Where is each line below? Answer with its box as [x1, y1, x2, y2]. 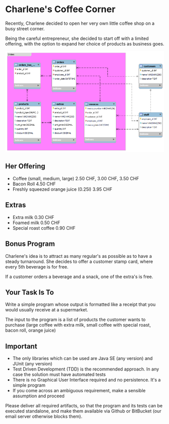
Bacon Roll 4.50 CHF [12, 181, 56, 187]
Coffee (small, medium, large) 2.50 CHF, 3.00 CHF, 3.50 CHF [12, 175, 140, 181]
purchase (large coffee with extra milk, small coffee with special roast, [5, 322, 151, 328]
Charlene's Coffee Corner [5, 4, 116, 15]
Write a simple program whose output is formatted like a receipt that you [5, 301, 156, 307]
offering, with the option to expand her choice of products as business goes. [5, 40, 164, 46]
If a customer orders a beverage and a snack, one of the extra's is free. [5, 274, 153, 280]
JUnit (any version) [12, 361, 52, 367]
